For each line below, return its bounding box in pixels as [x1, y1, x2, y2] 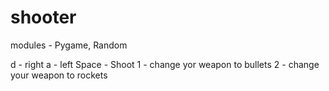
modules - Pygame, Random [10, 39, 128, 51]
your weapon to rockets [10, 69, 108, 81]
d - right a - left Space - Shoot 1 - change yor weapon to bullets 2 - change [10, 58, 320, 70]
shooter [10, 6, 77, 29]
